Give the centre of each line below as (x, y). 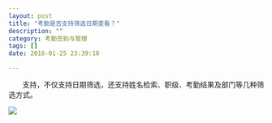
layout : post (30, 16)
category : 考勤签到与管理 (48, 38)
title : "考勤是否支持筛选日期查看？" (64, 23)
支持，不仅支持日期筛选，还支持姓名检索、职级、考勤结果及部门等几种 (140, 85)
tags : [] (23, 46)
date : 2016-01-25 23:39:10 (54, 53)
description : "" (36, 31)
